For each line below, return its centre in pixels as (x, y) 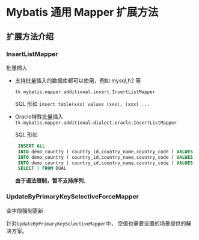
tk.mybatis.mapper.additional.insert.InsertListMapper (85, 92)
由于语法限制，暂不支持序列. (50, 180)
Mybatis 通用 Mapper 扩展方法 (82, 12)
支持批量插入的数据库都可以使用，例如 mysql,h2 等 (78, 80)
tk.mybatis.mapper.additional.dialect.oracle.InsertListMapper (96, 123)
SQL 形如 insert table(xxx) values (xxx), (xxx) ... (82, 103)
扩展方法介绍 (30, 36)
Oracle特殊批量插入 (39, 116)
